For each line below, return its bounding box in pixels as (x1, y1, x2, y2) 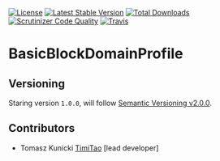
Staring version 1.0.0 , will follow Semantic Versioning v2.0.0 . (8, 98, 213, 108)
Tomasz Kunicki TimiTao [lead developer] (19, 142, 159, 153)
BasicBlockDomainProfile (8, 44, 184, 63)
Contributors (8, 121, 75, 135)
